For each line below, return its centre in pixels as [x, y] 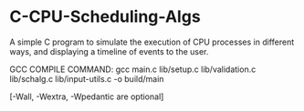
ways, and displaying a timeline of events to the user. [109, 51]
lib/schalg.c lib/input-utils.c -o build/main [87, 78]
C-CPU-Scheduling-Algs [105, 17]
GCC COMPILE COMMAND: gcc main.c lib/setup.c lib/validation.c [133, 69]
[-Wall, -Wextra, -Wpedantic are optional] [87, 96]
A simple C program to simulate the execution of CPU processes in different [152, 42]
